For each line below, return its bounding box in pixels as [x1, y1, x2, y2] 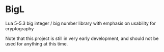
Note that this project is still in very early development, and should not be [5, 35, 159, 41]
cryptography [5, 25, 34, 31]
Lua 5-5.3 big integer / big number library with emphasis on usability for [5, 20, 156, 26]
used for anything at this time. [5, 40, 68, 46]
